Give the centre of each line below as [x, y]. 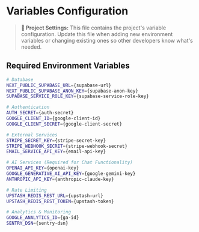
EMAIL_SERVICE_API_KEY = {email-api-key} [56, 151]
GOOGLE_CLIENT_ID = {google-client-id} [54, 118]
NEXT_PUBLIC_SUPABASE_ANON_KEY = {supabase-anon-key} [72, 91]
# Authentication [28, 107]
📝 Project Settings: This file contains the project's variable [93, 28]
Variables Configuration [67, 11]
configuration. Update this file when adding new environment [97, 34]
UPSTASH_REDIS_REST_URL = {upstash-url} [55, 196]
